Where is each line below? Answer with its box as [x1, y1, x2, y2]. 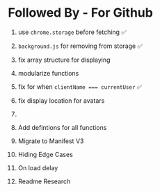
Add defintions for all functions [17, 123, 107, 131]
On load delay [17, 163, 58, 172]
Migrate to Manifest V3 [17, 137, 84, 145]
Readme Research [17, 177, 71, 185]
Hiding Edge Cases [17, 150, 74, 158]
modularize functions [17, 69, 79, 77]
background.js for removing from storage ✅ [17, 42, 143, 50]
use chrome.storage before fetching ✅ [17, 28, 127, 36]
